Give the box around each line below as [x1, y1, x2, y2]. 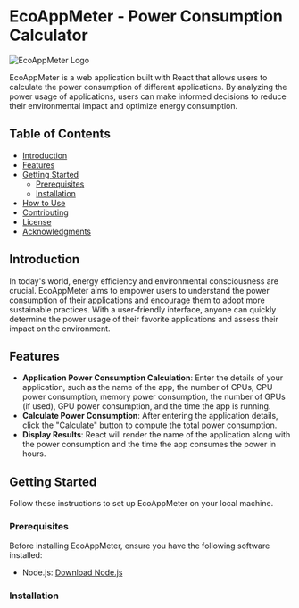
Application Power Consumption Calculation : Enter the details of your [21, 372, 284, 383]
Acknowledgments [21, 226, 92, 237]
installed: [9, 550, 43, 561]
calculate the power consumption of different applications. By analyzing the [9, 81, 287, 92]
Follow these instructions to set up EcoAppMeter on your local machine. [9, 498, 274, 509]
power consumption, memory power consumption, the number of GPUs [21, 391, 286, 403]
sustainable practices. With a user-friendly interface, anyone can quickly [9, 304, 277, 314]
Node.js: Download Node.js [21, 567, 123, 578]
